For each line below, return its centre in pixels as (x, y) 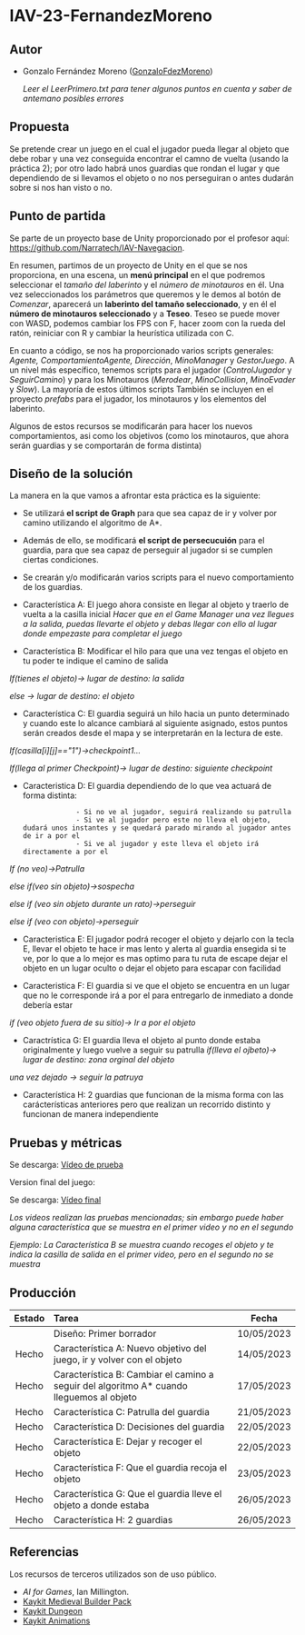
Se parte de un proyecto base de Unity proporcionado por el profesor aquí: (150, 238)
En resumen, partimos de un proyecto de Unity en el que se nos (128, 265)
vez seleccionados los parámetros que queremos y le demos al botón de (145, 294)
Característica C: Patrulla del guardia (132, 1412)
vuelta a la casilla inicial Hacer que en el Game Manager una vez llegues (158, 614)
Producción (43, 1293)
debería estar (48, 1005)
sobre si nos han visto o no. (61, 187)
